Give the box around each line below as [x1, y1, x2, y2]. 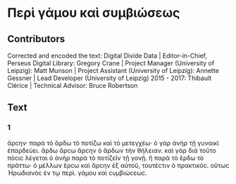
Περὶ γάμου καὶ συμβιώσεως [7, 5, 180, 21]
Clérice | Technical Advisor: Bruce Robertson [7, 81, 138, 89]
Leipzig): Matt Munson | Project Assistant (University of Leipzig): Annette [7, 67, 220, 74]
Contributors [7, 33, 66, 45]
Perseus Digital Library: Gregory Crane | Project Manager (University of [7, 59, 215, 67]
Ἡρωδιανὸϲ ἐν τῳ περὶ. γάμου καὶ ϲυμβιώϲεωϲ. [7, 169, 148, 177]
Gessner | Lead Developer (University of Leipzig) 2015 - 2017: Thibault [7, 74, 212, 82]
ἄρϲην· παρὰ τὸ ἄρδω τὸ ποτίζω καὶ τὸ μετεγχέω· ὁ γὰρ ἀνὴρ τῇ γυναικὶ [7, 138, 220, 147]
